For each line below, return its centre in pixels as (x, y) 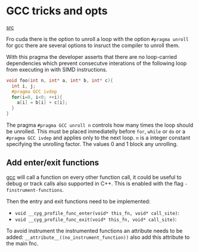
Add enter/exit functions (53, 163)
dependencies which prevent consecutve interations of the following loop (97, 63)
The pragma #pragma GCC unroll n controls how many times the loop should (100, 125)
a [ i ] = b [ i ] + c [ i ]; (42, 102)
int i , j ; (24, 86)
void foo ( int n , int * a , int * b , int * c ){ (60, 80)
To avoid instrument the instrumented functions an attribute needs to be (94, 231)
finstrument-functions (34, 190)
